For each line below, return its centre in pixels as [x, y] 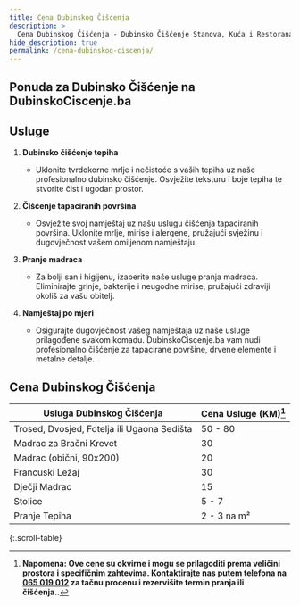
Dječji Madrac [43, 487]
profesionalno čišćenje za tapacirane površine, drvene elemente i [156, 350]
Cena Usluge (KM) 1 [243, 413]
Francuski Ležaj [47, 472]
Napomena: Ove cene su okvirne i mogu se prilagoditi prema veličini [151, 564]
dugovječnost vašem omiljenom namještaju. [116, 243]
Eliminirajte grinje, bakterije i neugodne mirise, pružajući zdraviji [153, 286]
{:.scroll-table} [36, 538]
